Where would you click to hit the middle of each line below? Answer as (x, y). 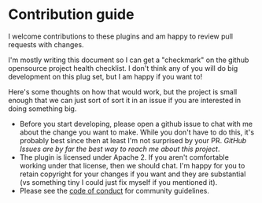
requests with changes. (46, 44)
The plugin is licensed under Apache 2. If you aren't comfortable (124, 157)
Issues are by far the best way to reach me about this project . (120, 149)
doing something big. (42, 109)
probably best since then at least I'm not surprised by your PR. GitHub (133, 140)
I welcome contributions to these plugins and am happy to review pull (121, 36)
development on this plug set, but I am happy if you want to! (105, 76)
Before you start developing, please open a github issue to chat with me (136, 124)
